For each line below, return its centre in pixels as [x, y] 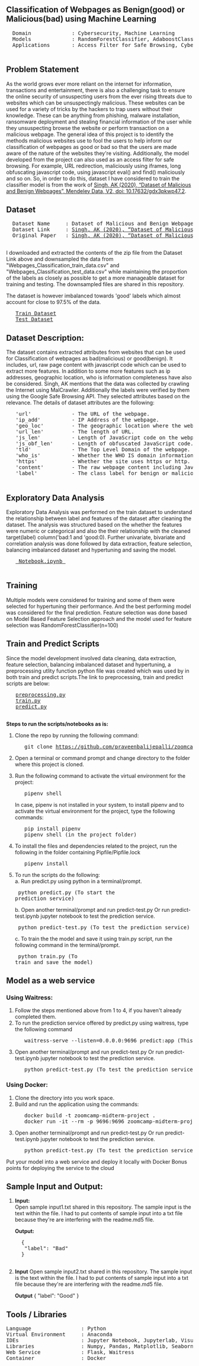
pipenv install [46, 863]
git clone [38, 747]
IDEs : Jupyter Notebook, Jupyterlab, [92, 1340]
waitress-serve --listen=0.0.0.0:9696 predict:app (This [109, 1041]
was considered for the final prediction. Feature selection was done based [97, 612]
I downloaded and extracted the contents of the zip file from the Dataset [94, 253]
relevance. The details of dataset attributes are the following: [81, 402]
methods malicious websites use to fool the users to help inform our [89, 140]
